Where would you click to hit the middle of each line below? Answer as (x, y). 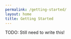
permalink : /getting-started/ (36, 10)
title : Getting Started (29, 19)
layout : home (18, 14)
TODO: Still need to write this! (35, 33)
